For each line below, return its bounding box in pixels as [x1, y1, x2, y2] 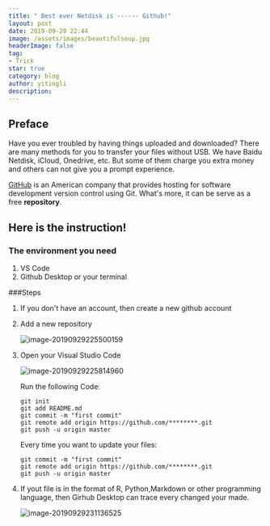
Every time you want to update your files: [19, 439, 158, 449]
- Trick [8, 57, 35, 66]
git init [19, 397, 50, 405]
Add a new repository [19, 319, 93, 329]
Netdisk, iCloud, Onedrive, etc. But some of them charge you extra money [8, 155, 255, 166]
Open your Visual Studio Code [19, 350, 121, 360]
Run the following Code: [19, 381, 101, 391]
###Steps [8, 287, 42, 297]
